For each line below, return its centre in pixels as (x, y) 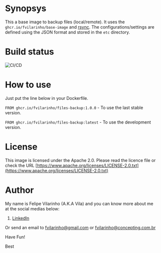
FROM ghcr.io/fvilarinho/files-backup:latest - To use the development (78, 122)
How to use (28, 85)
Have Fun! (15, 237)
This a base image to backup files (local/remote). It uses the (65, 22)
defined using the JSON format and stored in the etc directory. (67, 32)
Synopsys (26, 8)
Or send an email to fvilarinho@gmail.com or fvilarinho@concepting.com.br (80, 227)
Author (19, 190)
